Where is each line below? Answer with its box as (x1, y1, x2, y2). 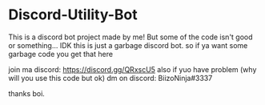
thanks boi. (8, 88, 46, 98)
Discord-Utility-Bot (8, 6, 138, 24)
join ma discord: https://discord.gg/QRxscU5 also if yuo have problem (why (8, 64, 257, 74)
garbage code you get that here (8, 49, 114, 59)
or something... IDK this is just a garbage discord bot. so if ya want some (8, 40, 248, 50)
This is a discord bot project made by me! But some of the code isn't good (8, 32, 254, 42)
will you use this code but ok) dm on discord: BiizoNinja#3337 (8, 73, 213, 83)
